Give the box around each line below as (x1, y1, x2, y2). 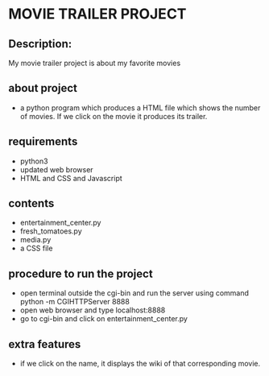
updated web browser (19, 164, 94, 174)
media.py (19, 235, 52, 245)
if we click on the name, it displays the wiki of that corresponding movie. (19, 359, 261, 369)
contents (8, 196, 55, 210)
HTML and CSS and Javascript (19, 173, 122, 183)
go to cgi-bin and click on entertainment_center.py (19, 314, 188, 324)
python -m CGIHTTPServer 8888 (19, 297, 130, 307)
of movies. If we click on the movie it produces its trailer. (19, 111, 208, 121)
